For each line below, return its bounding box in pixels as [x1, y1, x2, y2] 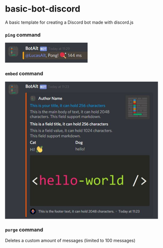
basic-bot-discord [5, 3, 81, 15]
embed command [5, 70, 44, 77]
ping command [5, 31, 41, 38]
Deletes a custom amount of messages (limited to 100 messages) [5, 237, 136, 243]
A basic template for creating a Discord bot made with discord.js [5, 19, 134, 25]
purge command [5, 226, 44, 233]
